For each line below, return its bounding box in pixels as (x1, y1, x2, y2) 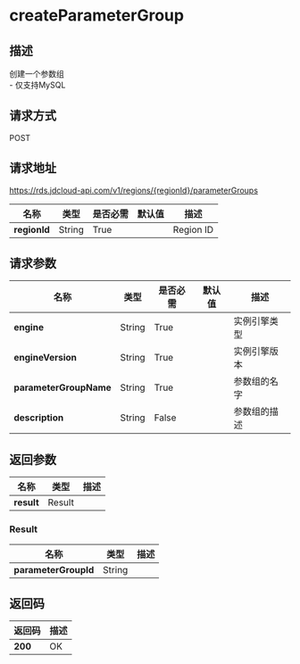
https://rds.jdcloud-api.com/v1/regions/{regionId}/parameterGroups (9, 185, 259, 195)
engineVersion (13, 352, 78, 364)
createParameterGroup (9, 5, 185, 26)
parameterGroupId (13, 563, 95, 576)
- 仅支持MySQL (9, 79, 66, 90)
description (13, 411, 64, 424)
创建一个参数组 (9, 69, 64, 79)
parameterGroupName (13, 381, 112, 394)
